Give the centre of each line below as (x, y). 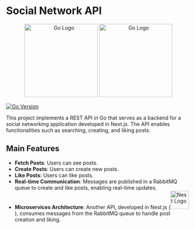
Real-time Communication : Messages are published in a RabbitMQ (96, 181)
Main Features (33, 148)
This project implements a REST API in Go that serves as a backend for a (94, 118)
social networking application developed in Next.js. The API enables (88, 124)
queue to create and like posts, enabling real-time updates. (85, 187)
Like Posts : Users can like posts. (54, 175)
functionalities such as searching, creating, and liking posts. (78, 130)
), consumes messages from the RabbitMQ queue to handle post (93, 213)
